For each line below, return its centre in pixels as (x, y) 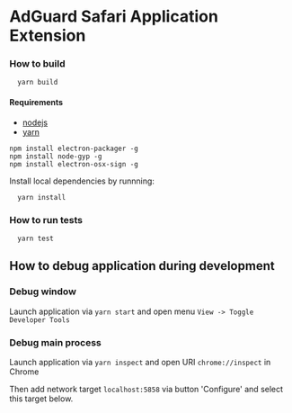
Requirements (36, 103)
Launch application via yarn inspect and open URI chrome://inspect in (140, 362)
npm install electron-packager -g (74, 148)
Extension (48, 36)
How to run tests (46, 220)
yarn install (42, 197)
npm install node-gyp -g (56, 156)
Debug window (43, 292)
